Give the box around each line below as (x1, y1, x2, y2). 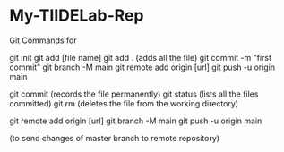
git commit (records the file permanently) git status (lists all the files (9, 89, 259, 99)
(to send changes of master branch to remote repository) (9, 132, 220, 143)
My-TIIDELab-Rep (9, 5, 144, 26)
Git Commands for (9, 35, 77, 46)
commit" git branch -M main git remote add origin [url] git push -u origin (9, 62, 276, 72)
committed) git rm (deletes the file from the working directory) (9, 97, 239, 108)
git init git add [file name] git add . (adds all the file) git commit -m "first (9, 52, 271, 63)
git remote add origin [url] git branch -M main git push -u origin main (9, 115, 262, 126)
